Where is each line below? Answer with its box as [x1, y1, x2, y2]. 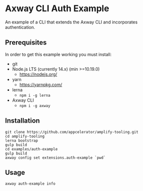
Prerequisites [5, 39, 47, 47]
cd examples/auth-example [5, 147, 58, 151]
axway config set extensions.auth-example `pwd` [5, 155, 106, 160]
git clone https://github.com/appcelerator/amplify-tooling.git [5, 129, 139, 134]
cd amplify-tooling [5, 134, 45, 139]
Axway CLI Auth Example [5, 3, 109, 14]
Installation [5, 117, 40, 125]
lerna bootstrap [5, 138, 38, 143]
